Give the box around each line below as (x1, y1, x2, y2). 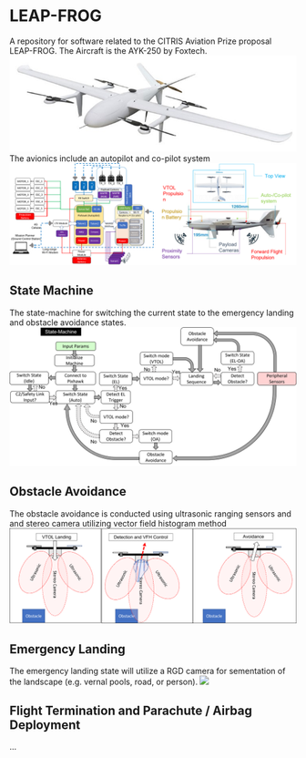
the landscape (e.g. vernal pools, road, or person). (9, 676, 199, 688)
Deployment (9, 717, 81, 732)
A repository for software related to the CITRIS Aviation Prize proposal (9, 36, 272, 46)
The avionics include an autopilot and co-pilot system (9, 152, 211, 164)
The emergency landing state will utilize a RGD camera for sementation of (9, 666, 286, 677)
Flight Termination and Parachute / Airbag (9, 702, 252, 718)
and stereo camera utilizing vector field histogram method (9, 517, 228, 528)
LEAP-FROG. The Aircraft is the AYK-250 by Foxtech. (9, 45, 208, 56)
